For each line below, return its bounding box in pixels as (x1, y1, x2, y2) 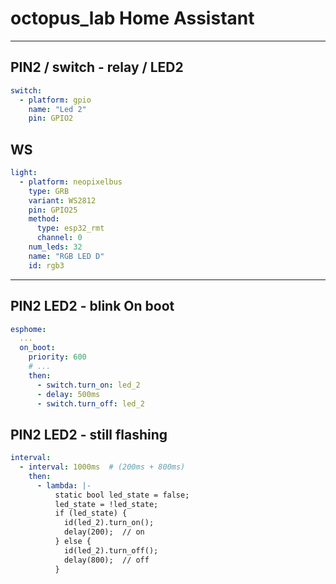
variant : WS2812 (28, 195, 97, 206)
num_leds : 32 (28, 242, 83, 252)
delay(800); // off (63, 555, 150, 565)
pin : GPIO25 (28, 205, 78, 215)
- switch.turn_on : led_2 (36, 380, 141, 390)
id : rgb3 (28, 260, 65, 271)
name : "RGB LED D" (28, 251, 105, 261)
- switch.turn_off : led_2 (36, 398, 145, 409)
